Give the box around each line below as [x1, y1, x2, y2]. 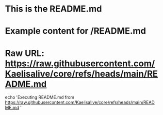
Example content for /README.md [5, 26, 147, 37]
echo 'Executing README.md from [5, 94, 74, 100]
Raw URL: [5, 47, 45, 58]
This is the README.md [5, 3, 102, 14]
